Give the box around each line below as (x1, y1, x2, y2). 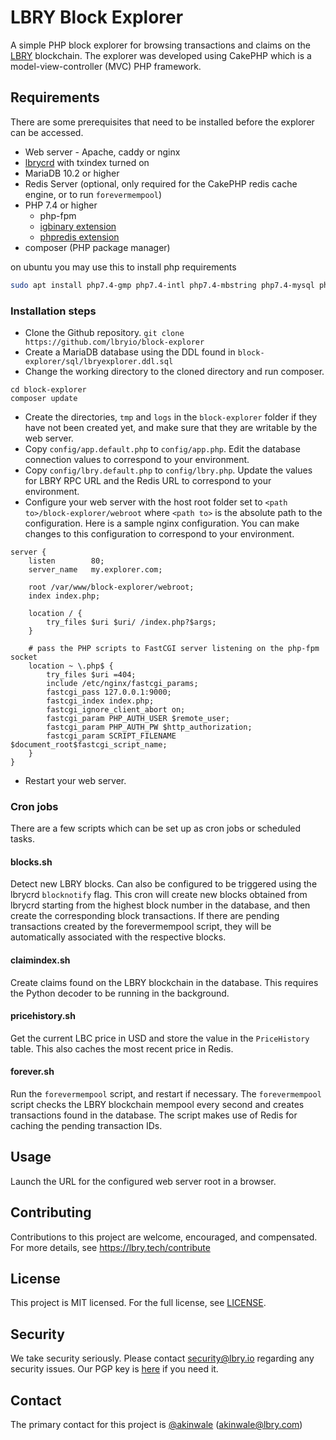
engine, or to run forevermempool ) (24, 188, 163, 200)
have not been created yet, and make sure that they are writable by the (24, 421, 318, 433)
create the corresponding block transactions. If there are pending (10, 910, 280, 922)
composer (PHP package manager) (24, 241, 171, 253)
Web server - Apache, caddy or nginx (24, 146, 181, 158)
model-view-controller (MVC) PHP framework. (10, 60, 202, 72)
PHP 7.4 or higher (24, 199, 98, 211)
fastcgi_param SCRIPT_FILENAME (46, 731, 177, 741)
